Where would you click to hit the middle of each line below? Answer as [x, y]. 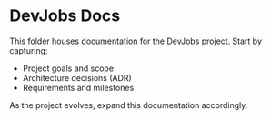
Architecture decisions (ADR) [77, 77]
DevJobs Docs [65, 16]
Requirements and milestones [78, 87]
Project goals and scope [68, 68]
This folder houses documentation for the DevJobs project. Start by [135, 41]
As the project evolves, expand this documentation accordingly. [129, 105]
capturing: [29, 50]
